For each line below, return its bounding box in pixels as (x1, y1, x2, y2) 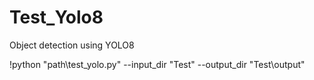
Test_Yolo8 (9, 6, 104, 29)
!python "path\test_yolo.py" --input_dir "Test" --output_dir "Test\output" (9, 58, 306, 70)
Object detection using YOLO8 (9, 39, 135, 51)
